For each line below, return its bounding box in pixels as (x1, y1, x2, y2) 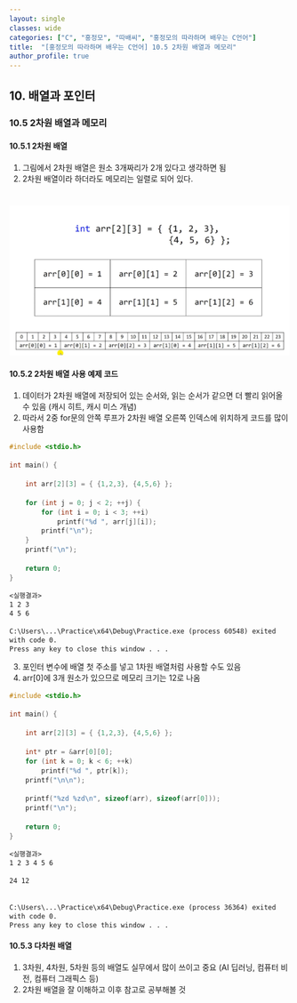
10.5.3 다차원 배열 (9, 941, 73, 951)
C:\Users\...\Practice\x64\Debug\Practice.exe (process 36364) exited (9, 903, 277, 911)
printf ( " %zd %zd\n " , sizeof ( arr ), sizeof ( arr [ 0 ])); (25, 794, 221, 804)
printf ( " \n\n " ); (25, 775, 86, 784)
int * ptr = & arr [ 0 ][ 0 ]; (25, 747, 114, 756)
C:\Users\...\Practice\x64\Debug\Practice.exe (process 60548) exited (9, 627, 277, 636)
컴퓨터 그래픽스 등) (34, 973, 100, 983)
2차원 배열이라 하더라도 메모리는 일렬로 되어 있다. (21, 173, 194, 184)
